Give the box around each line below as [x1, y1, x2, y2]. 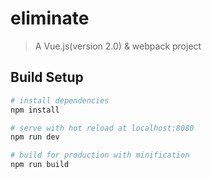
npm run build [10, 160, 70, 170]
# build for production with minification [10, 150, 190, 161]
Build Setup [10, 69, 84, 86]
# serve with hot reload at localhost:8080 [10, 123, 195, 133]
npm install [10, 105, 60, 115]
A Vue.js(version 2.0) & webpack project [34, 40, 202, 52]
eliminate [10, 7, 90, 30]
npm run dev [10, 132, 60, 142]
